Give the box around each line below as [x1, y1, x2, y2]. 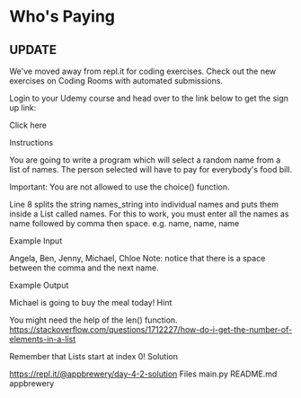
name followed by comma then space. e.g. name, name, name [9, 218, 240, 228]
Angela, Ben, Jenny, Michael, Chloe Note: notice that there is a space [9, 253, 266, 263]
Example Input [9, 235, 63, 246]
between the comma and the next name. [9, 262, 159, 273]
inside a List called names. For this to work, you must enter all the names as [9, 208, 289, 219]
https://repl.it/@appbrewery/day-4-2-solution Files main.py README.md [9, 368, 278, 379]
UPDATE [9, 42, 57, 57]
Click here [9, 119, 48, 130]
